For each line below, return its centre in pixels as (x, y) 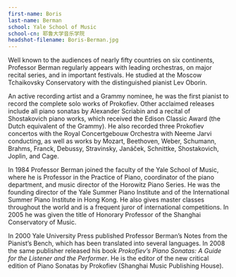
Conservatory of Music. (42, 222)
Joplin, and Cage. (33, 156)
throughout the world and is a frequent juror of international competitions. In (118, 207)
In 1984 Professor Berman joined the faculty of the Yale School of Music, (113, 170)
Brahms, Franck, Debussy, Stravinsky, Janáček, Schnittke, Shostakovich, (113, 149)
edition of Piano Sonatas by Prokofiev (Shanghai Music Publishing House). (116, 266)
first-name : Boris (35, 14)
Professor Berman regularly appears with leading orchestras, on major (110, 68)
